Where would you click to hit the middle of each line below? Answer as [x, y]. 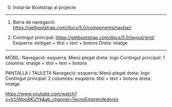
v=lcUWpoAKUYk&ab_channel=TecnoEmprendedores [62, 99]
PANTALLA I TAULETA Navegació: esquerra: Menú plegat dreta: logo [78, 73]
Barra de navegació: [34, 22]
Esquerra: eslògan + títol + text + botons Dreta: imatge [70, 43]
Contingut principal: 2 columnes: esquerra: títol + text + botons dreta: [79, 78]
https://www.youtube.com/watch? [41, 94]
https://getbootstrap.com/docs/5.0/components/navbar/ [72, 27]
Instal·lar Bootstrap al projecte [44, 7]
